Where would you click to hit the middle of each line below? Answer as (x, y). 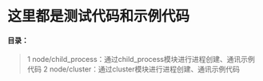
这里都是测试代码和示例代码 (99, 16)
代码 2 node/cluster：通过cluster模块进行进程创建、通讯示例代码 (133, 69)
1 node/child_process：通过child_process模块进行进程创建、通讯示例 (141, 60)
